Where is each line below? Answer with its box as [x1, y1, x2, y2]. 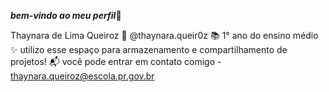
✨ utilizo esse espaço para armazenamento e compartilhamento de [10, 44, 288, 55]
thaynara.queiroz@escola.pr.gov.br [10, 70, 155, 82]
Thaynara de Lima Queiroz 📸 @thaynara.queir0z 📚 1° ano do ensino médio [10, 30, 319, 41]
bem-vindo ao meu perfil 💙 [10, 10, 122, 21]
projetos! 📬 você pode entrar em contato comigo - [10, 56, 222, 67]
